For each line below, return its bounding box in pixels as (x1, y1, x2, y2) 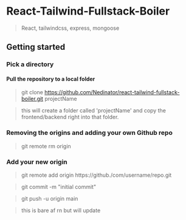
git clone (21, 89, 44, 96)
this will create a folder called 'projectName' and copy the (21, 107, 166, 114)
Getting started (6, 42, 66, 52)
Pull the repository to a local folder (6, 75, 95, 83)
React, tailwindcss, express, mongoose (21, 24, 120, 32)
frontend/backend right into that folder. (21, 114, 119, 121)
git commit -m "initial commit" (21, 184, 96, 191)
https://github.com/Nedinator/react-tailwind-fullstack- (44, 89, 180, 96)
